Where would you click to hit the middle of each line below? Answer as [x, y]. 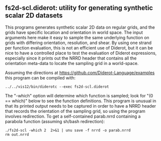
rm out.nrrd [17, 134]
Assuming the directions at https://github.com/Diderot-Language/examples [80, 73]
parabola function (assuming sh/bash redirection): [55, 121]
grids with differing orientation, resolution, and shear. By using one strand [78, 43]
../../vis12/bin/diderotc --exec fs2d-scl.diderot [57, 87]
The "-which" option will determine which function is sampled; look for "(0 [79, 95]
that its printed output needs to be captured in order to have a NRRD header [80, 106]
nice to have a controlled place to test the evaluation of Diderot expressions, [81, 53]
